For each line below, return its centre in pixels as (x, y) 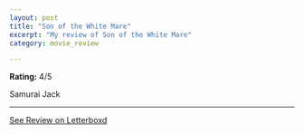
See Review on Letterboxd (58, 120)
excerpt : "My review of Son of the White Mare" (101, 34)
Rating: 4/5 (31, 77)
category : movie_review (54, 43)
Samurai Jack (35, 94)
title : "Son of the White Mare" (70, 26)
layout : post (34, 18)
